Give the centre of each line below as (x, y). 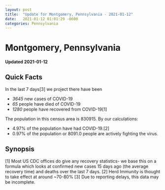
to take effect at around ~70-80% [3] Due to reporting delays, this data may (82, 177)
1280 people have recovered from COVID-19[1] (60, 109)
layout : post (18, 10)
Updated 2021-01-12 (27, 62)
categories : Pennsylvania (32, 23)
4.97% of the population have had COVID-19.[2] (61, 128)
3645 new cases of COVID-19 (42, 99)
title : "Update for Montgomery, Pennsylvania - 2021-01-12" (69, 14)
